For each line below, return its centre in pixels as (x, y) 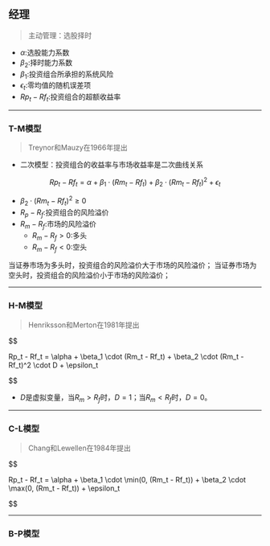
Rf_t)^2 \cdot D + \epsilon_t (53, 365)
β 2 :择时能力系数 (46, 63)
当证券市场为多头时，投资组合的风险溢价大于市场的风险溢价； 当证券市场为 (133, 265)
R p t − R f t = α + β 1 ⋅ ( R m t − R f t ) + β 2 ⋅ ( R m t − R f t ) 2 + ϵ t (135, 183)
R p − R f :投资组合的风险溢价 (64, 213)
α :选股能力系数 (45, 52)
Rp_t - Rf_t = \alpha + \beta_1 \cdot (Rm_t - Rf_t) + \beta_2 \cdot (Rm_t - (126, 356)
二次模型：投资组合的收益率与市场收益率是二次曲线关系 (111, 165)
